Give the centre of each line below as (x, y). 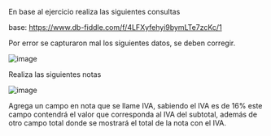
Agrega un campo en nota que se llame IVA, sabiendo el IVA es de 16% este (135, 106)
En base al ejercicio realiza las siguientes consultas (94, 12)
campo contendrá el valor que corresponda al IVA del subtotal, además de (133, 114)
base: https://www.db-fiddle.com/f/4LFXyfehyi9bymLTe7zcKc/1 (115, 27)
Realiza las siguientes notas (55, 74)
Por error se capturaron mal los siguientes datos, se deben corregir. (122, 43)
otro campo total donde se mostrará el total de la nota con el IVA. (117, 123)
